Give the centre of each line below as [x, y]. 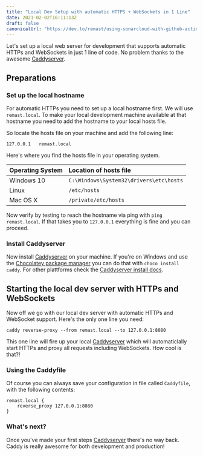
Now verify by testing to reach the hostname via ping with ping [84, 215]
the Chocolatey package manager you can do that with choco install [93, 263]
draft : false [23, 23]
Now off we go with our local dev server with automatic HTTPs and [90, 313]
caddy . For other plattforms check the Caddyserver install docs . [85, 269]
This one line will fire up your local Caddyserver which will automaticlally [97, 342]
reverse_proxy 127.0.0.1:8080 [55, 406]
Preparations [31, 78]
